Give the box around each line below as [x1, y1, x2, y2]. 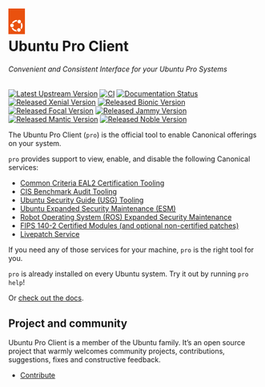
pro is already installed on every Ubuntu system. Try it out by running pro [8, 269, 249, 279]
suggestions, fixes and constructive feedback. [8, 355, 162, 365]
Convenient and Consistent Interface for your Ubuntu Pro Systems [8, 64, 228, 74]
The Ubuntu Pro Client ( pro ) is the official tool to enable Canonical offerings [8, 130, 257, 140]
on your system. [8, 139, 62, 149]
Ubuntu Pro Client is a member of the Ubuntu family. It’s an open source [8, 338, 246, 348]
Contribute [19, 370, 56, 381]
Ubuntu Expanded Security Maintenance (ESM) [19, 204, 176, 214]
